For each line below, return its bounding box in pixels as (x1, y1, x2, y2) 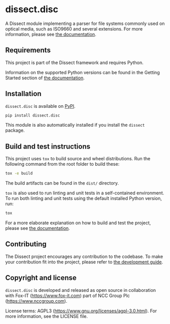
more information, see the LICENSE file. (5, 313, 88, 319)
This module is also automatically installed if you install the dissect (5, 122, 145, 128)
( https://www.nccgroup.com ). (5, 298, 67, 304)
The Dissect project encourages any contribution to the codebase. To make (5, 253, 163, 259)
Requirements (5, 46, 51, 54)
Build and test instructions (5, 142, 90, 151)
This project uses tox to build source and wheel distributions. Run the (5, 156, 151, 162)
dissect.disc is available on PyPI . (5, 103, 76, 109)
